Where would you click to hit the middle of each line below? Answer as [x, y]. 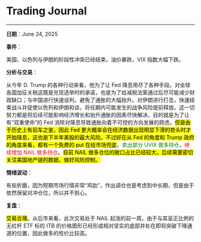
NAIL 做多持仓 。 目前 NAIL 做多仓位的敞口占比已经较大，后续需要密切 [108, 152]
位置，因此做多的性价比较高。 [53, 233]
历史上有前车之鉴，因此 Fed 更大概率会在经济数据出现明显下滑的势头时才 [101, 129]
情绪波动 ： [19, 173]
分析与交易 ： [22, 72]
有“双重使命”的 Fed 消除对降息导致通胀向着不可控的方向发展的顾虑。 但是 [96, 122]
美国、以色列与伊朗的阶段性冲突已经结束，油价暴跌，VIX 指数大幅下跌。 [95, 59]
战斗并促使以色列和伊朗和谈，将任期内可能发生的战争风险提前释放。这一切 [103, 107]
